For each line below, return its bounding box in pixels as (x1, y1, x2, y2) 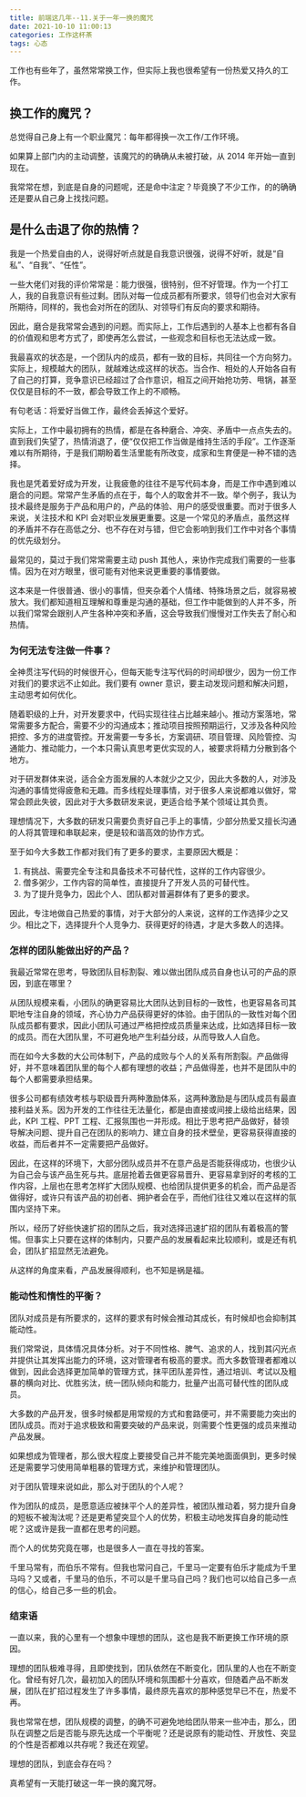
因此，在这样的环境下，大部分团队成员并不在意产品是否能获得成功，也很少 (9, 1158, 289, 1169)
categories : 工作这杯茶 (9, 30, 93, 39)
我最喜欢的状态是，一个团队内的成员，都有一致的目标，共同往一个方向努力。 (9, 352, 297, 362)
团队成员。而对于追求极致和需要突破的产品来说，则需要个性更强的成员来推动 (9, 1419, 297, 1430)
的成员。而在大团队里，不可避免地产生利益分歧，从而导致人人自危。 (9, 1031, 265, 1043)
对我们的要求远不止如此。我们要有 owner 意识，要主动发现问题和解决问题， (9, 678, 293, 689)
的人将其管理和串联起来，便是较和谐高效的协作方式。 (9, 827, 209, 838)
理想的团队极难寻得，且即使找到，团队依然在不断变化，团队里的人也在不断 (9, 1663, 289, 1674)
